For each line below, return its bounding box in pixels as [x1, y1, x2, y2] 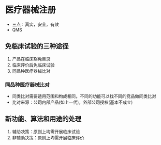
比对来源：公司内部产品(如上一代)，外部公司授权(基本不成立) [12, 99, 133, 105]
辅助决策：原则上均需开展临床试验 [12, 129, 80, 134]
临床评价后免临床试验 [12, 62, 55, 68]
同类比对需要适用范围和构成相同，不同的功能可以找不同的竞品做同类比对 [12, 93, 156, 99]
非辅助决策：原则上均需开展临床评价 [12, 134, 85, 141]
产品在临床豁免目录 [12, 56, 51, 62]
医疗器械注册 [5, 4, 57, 16]
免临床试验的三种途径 [5, 42, 69, 50]
